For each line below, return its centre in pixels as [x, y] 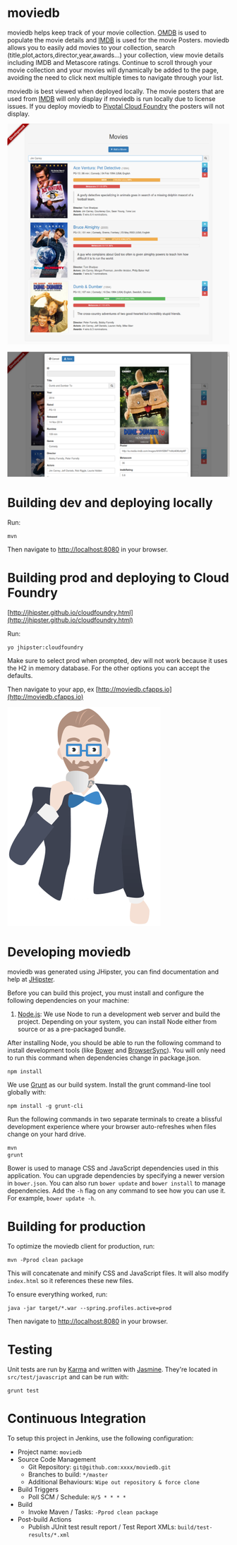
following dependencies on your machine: [68, 1000]
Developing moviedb [69, 952]
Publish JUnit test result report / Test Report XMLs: [102, 1527]
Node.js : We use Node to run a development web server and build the [119, 1014]
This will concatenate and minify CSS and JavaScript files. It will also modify [118, 1273]
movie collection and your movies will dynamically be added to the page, [113, 70]
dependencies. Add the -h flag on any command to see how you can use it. [116, 1191]
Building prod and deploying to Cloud [118, 578]
